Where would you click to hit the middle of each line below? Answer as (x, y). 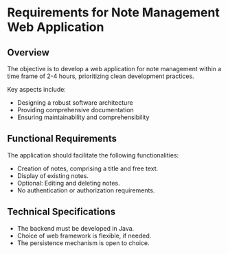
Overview (28, 52)
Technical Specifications (61, 212)
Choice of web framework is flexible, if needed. (84, 236)
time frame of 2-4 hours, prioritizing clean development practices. (101, 76)
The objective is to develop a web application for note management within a (114, 69)
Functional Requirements (62, 139)
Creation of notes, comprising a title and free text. (88, 168)
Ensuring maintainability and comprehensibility (83, 117)
